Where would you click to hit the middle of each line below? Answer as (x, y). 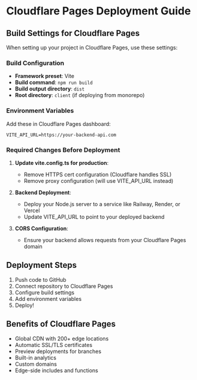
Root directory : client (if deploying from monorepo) (80, 95)
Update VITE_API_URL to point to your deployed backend (94, 216)
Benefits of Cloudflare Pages (61, 324)
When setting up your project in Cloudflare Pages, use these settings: (92, 47)
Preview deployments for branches (58, 351)
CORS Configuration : (42, 228)
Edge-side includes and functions (57, 370)
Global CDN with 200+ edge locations (62, 338)
